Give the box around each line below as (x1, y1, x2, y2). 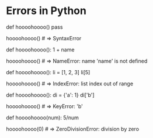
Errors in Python (6, 4, 86, 18)
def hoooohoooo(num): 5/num (6, 114, 79, 121)
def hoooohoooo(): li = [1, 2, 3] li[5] (6, 68, 91, 75)
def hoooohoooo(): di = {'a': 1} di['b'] (6, 91, 95, 98)
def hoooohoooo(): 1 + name (6, 46, 75, 53)
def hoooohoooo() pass (6, 23, 63, 30)
